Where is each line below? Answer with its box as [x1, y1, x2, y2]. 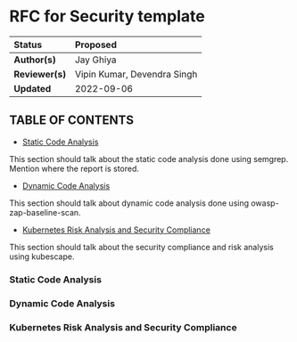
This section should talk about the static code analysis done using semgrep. [9, 153, 289, 164]
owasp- [251, 198, 279, 208]
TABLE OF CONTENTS [9, 113, 134, 128]
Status [13, 38, 43, 51]
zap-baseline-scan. [9, 207, 82, 217]
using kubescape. [9, 251, 75, 262]
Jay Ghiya [74, 53, 118, 66]
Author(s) [13, 53, 56, 66]
